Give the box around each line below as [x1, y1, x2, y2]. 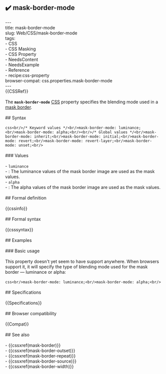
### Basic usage [5, 248, 40, 254]
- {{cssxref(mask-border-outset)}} [5, 348, 76, 354]
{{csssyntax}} [5, 226, 34, 232]
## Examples [5, 237, 32, 243]
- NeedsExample [5, 61, 40, 68]
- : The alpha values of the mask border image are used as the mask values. [5, 184, 161, 190]
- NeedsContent [5, 56, 38, 62]
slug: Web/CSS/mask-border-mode [5, 30, 78, 36]
